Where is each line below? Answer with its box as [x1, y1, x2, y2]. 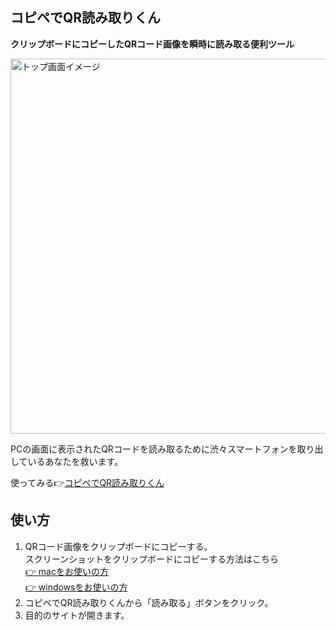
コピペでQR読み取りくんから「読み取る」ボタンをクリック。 [24, 596, 274, 608]
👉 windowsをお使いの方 [24, 581, 128, 593]
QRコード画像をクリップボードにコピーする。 [24, 540, 213, 552]
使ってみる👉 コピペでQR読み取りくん [10, 476, 165, 488]
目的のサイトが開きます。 [24, 609, 130, 621]
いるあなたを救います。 [27, 455, 124, 467]
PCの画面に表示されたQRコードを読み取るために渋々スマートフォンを [10, 443, 298, 455]
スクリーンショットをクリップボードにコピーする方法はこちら [24, 553, 280, 565]
